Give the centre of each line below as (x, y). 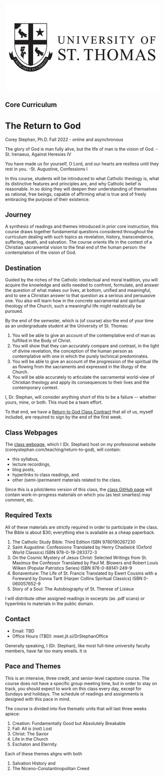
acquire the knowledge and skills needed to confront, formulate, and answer (82, 285)
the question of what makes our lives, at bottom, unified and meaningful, (78, 290)
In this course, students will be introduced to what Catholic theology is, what (82, 178)
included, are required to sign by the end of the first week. (64, 417)
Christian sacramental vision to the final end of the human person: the (75, 248)
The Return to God (43, 125)
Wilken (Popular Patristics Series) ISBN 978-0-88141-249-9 (72, 568)
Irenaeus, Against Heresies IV (41, 154)
